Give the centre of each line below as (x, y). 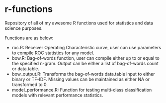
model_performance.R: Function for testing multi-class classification (82, 90)
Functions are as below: (29, 38)
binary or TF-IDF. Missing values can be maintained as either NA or (81, 79)
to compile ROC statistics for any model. (53, 53)
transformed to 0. (30, 84)
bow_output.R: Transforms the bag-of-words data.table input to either (83, 74)
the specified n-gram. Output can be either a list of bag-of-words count (85, 63)
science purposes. (24, 28)
